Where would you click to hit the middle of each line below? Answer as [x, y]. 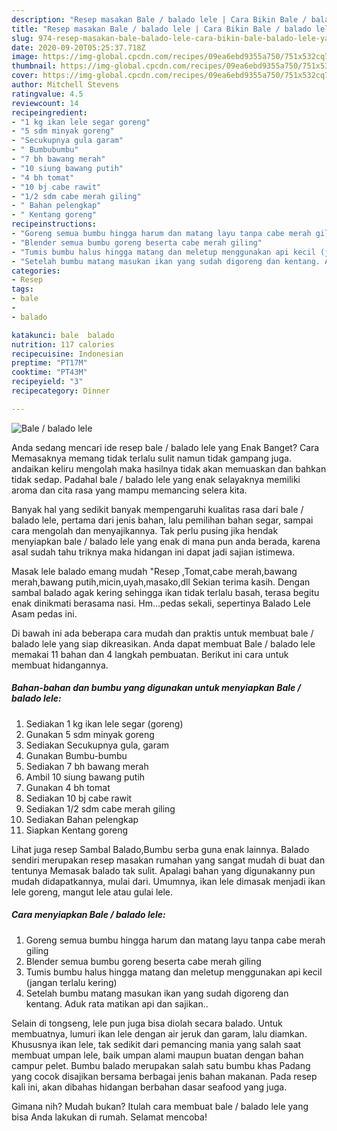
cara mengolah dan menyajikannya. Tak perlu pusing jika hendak [145, 530]
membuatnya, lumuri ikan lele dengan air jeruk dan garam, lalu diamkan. [159, 1033]
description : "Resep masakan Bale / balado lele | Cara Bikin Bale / [159, 19]
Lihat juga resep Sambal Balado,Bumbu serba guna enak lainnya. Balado [160, 849]
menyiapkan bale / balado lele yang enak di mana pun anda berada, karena [166, 541]
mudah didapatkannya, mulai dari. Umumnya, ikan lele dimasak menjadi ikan [168, 881]
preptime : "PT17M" [49, 363]
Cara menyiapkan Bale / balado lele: [88, 915]
